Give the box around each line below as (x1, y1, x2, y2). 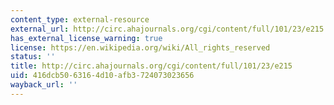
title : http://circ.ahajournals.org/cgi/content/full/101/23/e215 (10, 61, 293, 71)
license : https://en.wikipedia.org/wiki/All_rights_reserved (10, 42, 271, 53)
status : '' (10, 52, 56, 62)
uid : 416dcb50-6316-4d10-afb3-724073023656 (10, 71, 195, 81)
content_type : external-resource (10, 14, 150, 25)
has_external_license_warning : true (10, 33, 163, 43)
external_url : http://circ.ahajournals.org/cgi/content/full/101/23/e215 (10, 24, 325, 34)
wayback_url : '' (10, 80, 78, 90)
